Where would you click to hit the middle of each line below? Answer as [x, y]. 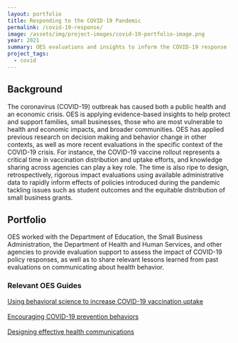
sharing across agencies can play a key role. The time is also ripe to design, [118, 167]
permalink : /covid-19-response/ [55, 27]
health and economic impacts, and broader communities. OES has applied [116, 129]
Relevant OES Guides [44, 286]
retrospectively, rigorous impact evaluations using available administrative [115, 175]
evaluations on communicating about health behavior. [86, 267]
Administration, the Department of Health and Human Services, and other [115, 245]
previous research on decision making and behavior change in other [107, 137]
